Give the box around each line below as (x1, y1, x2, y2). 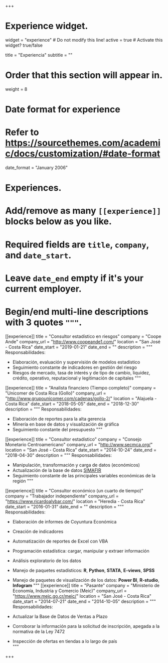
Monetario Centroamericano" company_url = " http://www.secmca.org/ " (5, 441, 153, 447)
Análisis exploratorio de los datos (12, 558, 81, 564)
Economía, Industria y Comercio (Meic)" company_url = (12, 588, 127, 594)
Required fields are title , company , (5, 239, 149, 250)
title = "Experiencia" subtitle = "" (5, 52, 73, 58)
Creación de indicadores (12, 528, 64, 535)
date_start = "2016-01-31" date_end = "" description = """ (5, 503, 124, 509)
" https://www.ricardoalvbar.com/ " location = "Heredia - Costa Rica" (5, 498, 145, 504)
